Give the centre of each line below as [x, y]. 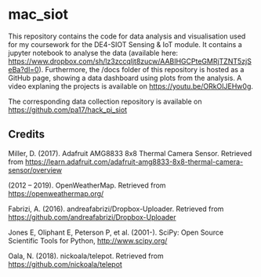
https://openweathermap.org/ [56, 193]
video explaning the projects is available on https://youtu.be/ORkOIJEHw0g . [130, 86]
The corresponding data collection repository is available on [105, 101]
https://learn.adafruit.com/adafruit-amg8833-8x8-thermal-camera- [134, 162]
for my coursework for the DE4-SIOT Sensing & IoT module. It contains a [125, 44]
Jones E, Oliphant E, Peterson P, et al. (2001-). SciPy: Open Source [116, 232]
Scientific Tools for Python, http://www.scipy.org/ [88, 240]
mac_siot [38, 15]
